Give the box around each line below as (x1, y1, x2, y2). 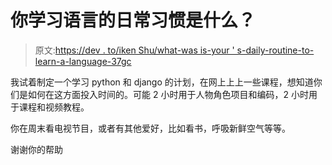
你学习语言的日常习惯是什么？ (10, 9, 257, 32)
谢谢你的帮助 (10, 143, 63, 155)
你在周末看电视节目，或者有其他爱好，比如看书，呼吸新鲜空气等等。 (10, 122, 291, 134)
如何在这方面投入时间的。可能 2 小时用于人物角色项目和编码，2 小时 (27, 88, 309, 100)
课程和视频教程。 (18, 101, 90, 113)
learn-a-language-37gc (34, 55, 132, 67)
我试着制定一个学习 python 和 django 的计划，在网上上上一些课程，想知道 (10, 76, 314, 88)
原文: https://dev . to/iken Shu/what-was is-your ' (34, 44, 235, 56)
